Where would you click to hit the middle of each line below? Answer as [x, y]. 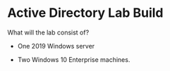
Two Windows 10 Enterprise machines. [74, 59]
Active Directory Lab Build [85, 13]
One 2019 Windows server [56, 46]
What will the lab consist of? [48, 32]
